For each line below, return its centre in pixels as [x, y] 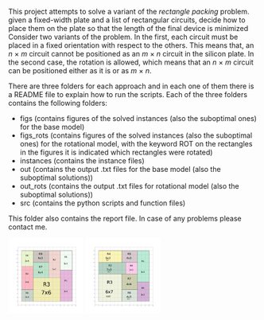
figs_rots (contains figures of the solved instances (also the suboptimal [136, 135]
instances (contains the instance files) [82, 161]
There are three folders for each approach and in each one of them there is [131, 86]
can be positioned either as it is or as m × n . [80, 70]
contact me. [28, 227]
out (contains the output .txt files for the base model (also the [120, 169]
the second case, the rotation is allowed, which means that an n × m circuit [131, 62]
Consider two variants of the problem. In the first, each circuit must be [123, 37]
